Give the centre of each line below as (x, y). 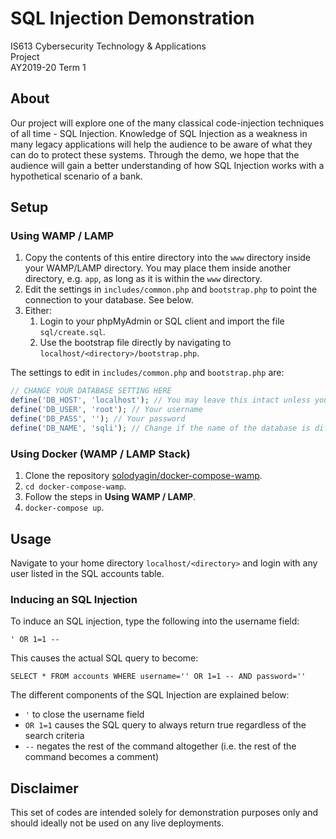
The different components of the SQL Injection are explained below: (150, 695)
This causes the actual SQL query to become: (104, 658)
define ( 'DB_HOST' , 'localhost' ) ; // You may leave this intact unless (160, 400)
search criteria (54, 736)
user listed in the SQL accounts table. (87, 573)
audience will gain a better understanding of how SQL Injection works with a (167, 165)
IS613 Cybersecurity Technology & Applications (108, 46)
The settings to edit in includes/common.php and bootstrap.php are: (147, 373)
